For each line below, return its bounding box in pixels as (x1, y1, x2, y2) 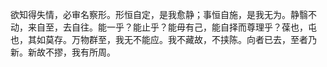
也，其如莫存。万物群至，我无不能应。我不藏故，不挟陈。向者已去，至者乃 (10, 34, 317, 45)
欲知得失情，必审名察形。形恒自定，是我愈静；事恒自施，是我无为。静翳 (10, 9, 308, 20)
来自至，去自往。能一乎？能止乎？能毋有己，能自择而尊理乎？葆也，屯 (27, 21, 317, 33)
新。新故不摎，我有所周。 (10, 46, 116, 58)
